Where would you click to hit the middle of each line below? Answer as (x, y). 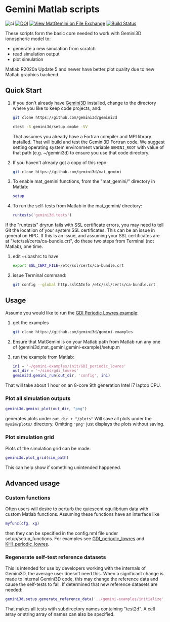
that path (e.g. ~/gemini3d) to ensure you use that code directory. (81, 152)
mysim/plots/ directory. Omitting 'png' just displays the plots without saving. (85, 424)
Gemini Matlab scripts (52, 9)
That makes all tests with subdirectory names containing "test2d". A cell (80, 609)
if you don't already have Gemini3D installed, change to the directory (84, 103)
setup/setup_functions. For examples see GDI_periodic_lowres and (75, 539)
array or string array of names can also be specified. (60, 614)
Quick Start (24, 91)
